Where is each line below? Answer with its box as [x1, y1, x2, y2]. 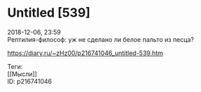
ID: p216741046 [7, 77, 53, 85]
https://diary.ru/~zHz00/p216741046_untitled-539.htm [7, 49, 163, 57]
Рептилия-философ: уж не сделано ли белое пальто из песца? [7, 35, 195, 43]
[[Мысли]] [7, 70, 37, 78]
